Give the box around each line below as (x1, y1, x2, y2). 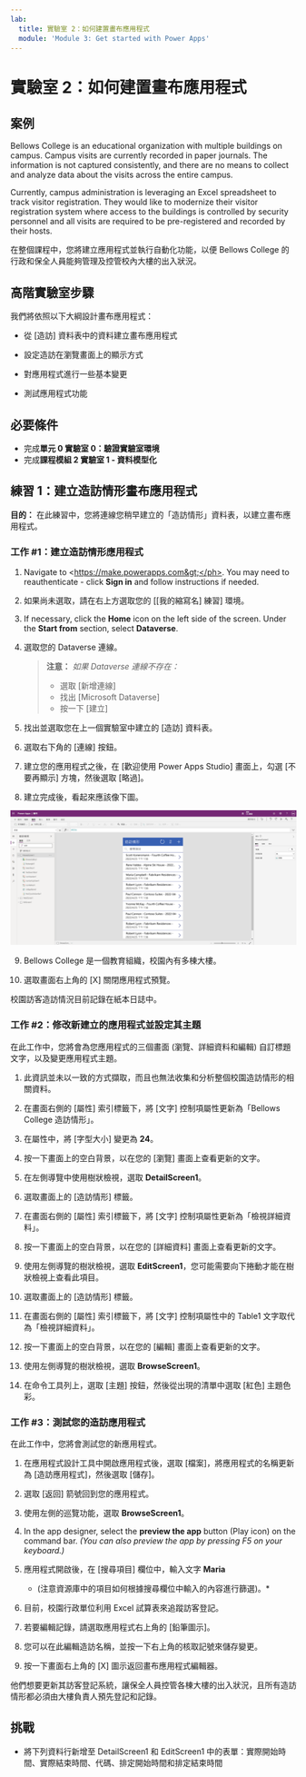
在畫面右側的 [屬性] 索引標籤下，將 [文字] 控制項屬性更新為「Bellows (23, 1102, 281, 1113)
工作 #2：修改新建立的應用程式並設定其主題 (10, 1018, 202, 1031)
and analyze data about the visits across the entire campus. (10, 169, 233, 181)
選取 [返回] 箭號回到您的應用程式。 (23, 1488, 153, 1499)
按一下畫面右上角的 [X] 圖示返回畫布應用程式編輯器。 (23, 1660, 223, 1671)
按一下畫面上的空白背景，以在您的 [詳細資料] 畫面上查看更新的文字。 (23, 1241, 281, 1252)
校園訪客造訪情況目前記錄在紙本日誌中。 (10, 994, 162, 1005)
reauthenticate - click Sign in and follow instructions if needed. (23, 577, 260, 588)
